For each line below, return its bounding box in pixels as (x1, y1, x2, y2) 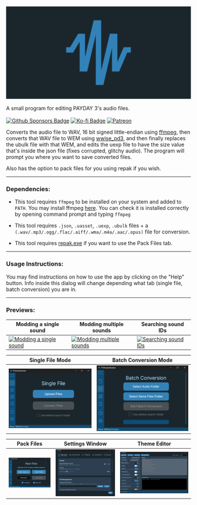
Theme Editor (137, 440, 171, 448)
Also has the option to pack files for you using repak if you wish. (6, 165, 161, 172)
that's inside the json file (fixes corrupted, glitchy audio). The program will (6, 147, 185, 154)
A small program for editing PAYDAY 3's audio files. (6, 105, 130, 111)
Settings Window (63, 440, 107, 448)
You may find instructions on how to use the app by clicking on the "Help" (6, 273, 185, 280)
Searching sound (141, 321, 184, 328)
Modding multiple (79, 321, 124, 328)
